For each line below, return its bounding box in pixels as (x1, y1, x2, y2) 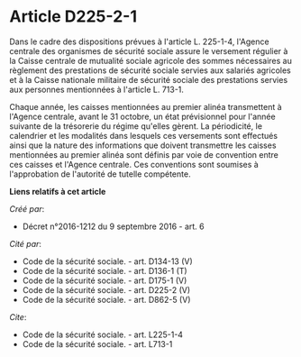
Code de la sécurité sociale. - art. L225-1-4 (22, 329, 183, 340)
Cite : (9, 311, 27, 322)
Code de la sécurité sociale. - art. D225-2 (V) (22, 284, 191, 295)
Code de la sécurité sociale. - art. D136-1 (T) (22, 265, 187, 276)
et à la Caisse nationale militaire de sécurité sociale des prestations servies (9, 74, 288, 85)
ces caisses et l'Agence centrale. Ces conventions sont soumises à (9, 159, 259, 169)
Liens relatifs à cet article (9, 186, 106, 197)
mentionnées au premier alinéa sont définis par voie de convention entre (9, 149, 279, 160)
